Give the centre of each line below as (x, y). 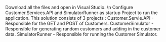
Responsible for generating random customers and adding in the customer (83, 29)
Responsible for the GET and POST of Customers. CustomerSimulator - (79, 23)
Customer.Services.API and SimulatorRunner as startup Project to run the (81, 13)
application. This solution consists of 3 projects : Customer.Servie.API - (79, 18)
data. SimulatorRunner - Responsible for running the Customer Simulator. (81, 34)
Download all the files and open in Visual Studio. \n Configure (69, 7)
